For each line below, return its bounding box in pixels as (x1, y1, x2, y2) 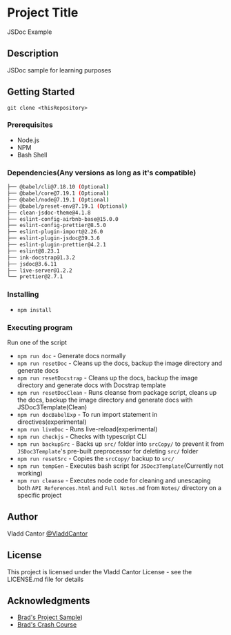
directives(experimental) (17, 418, 87, 426)
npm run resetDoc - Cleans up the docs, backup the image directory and (17, 359, 223, 367)
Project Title (7, 5, 79, 21)
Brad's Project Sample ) (17, 613, 83, 622)
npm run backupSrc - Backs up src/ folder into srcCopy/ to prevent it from (17, 440, 224, 448)
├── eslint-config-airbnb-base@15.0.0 (7, 215, 119, 222)
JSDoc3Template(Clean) (17, 402, 88, 411)
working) (17, 469, 43, 477)
